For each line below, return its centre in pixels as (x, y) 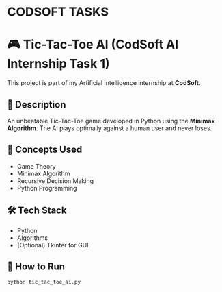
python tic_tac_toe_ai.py (44, 282)
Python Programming (47, 188)
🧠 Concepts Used (45, 150)
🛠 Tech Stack (37, 211)
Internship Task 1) (59, 64)
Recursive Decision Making (55, 181)
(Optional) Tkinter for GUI (53, 245)
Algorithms (32, 238)
